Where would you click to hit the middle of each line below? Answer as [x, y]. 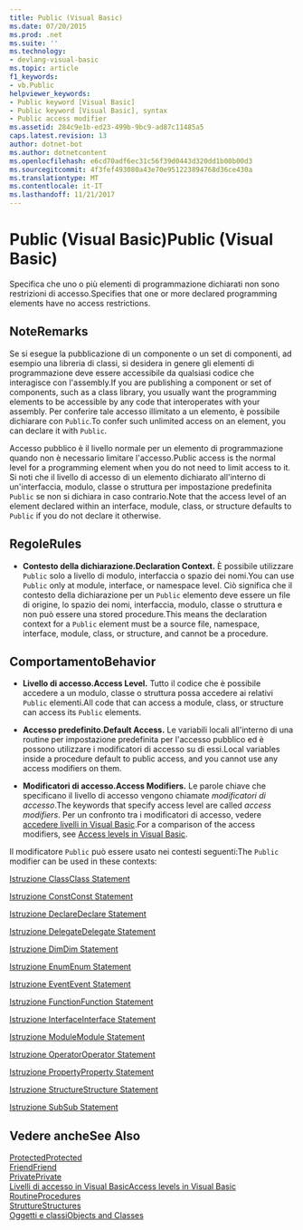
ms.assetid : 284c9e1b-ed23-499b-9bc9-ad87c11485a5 [107, 128]
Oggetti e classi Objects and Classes [77, 1215]
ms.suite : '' [34, 43]
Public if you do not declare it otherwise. [85, 515]
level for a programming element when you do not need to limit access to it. [150, 467]
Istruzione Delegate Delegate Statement [83, 932]
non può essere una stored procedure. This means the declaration [144, 614]
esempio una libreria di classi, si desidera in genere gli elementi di [132, 363]
